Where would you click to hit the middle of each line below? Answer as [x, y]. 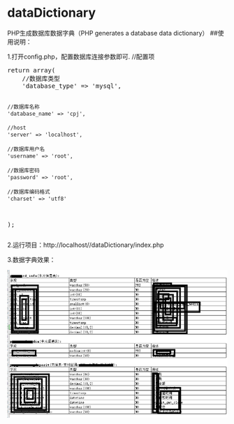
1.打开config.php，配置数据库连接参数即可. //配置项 [81, 56]
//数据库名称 [23, 107]
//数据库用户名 [26, 149]
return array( [31, 70]
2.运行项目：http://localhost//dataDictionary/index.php [86, 245]
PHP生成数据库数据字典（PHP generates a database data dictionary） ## [112, 33]
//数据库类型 [41, 78]
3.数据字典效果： [31, 259]
